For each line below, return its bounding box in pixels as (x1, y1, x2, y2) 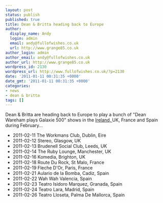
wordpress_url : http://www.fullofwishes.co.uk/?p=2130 (5, 69, 125, 74)
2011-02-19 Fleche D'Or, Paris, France (12, 165, 93, 171)
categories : (5, 83, 31, 88)
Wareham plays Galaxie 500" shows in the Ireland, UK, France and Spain (5, 117, 158, 123)
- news (5, 88, 19, 93)
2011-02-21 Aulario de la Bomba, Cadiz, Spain (12, 170, 109, 176)
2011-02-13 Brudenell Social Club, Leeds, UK (12, 143, 107, 149)
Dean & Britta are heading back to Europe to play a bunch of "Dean (5, 112, 147, 118)
